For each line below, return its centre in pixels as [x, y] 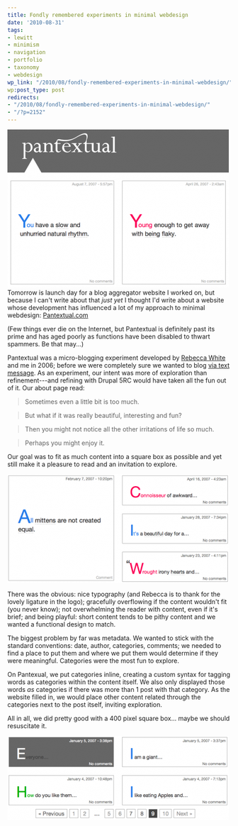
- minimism [23, 45]
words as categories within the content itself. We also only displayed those [116, 682]
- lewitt [20, 38]
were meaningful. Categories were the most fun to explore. [93, 661]
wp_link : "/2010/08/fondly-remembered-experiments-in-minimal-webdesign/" [120, 82]
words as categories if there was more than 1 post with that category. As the [119, 689]
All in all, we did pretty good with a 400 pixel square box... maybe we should [119, 718]
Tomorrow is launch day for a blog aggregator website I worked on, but [111, 292]
